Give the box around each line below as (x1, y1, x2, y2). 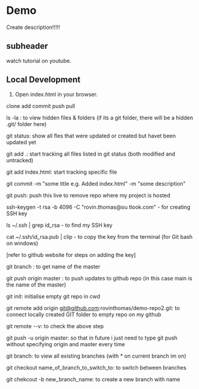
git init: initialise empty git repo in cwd (6, 293, 101, 300)
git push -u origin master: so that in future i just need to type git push (6, 334, 178, 341)
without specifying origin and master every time (6, 340, 125, 347)
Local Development (6, 75, 81, 85)
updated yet (6, 138, 36, 145)
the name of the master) (6, 281, 66, 288)
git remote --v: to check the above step (6, 322, 104, 329)
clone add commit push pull (6, 102, 75, 109)
